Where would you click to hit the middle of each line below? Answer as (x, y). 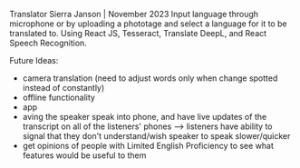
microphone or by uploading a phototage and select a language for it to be (148, 24)
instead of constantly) (63, 88)
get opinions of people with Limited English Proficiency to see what (148, 146)
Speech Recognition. (48, 43)
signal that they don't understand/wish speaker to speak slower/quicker (156, 136)
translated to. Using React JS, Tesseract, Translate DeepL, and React (138, 33)
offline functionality (58, 97)
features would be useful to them (84, 155)
